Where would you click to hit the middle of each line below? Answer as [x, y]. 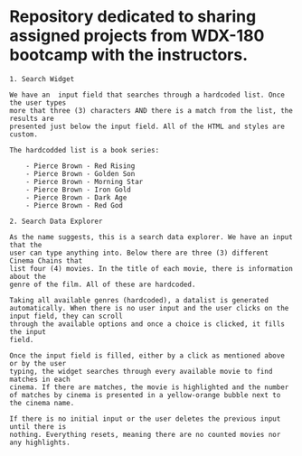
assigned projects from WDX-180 [137, 36]
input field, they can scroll [66, 316]
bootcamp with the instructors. [129, 55]
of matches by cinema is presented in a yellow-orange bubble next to [145, 395]
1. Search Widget [42, 79]
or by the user [38, 363]
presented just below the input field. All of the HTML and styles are [147, 126]
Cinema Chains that [46, 261]
